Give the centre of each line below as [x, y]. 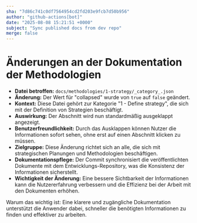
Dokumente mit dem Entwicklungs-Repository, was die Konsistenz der [99, 166]
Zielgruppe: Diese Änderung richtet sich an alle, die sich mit [87, 147]
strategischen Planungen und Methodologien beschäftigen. [86, 154]
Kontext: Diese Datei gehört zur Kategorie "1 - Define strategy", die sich [101, 104]
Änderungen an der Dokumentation [94, 62]
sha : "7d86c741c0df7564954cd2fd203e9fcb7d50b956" [68, 11]
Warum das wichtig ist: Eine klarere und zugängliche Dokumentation [89, 202]
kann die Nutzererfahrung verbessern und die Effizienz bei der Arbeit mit [103, 185]
